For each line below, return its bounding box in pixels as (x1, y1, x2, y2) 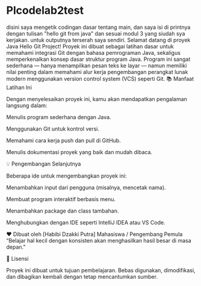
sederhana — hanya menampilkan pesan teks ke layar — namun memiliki (6, 61, 187, 69)
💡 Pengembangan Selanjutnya (6, 160, 81, 167)
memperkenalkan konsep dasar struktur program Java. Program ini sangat (6, 55, 191, 63)
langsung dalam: (6, 102, 48, 109)
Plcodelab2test (6, 4, 84, 17)
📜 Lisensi (6, 255, 29, 262)
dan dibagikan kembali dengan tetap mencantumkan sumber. (6, 273, 158, 280)
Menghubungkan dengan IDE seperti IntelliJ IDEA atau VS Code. (6, 219, 165, 226)
